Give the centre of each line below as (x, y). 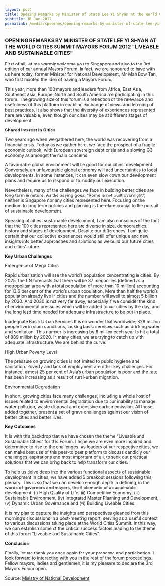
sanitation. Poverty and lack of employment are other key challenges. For (79, 366)
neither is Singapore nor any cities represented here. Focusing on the (75, 200)
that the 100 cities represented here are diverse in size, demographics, (77, 226)
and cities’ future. (23, 246)
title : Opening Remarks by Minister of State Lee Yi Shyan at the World (81, 14)
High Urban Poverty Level (31, 352)
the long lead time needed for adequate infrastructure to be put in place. (78, 312)
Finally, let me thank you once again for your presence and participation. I (80, 553)
